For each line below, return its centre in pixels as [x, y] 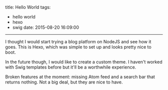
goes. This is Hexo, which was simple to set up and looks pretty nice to [78, 47]
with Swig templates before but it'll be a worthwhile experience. [71, 67]
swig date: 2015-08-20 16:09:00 [45, 27]
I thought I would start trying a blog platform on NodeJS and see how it [78, 42]
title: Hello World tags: [28, 7]
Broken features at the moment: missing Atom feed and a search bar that [80, 77]
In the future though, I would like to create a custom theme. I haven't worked [84, 62]
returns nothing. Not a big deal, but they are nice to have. [64, 82]
